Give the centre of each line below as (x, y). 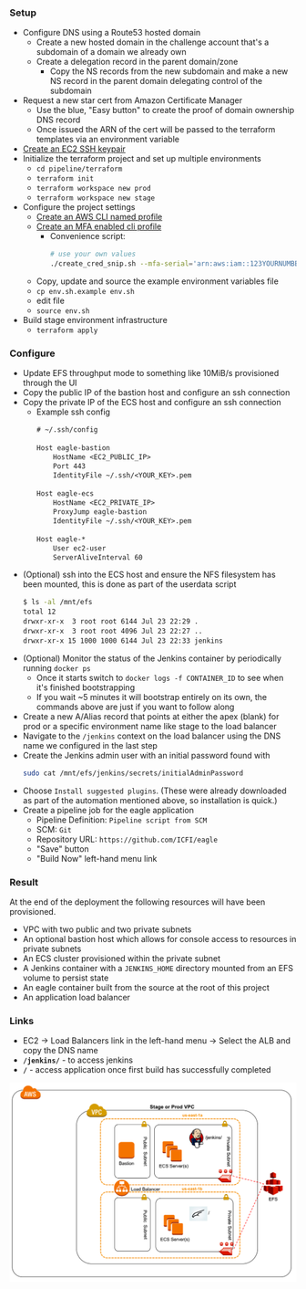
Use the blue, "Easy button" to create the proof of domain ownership (165, 110)
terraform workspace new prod (94, 189)
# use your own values (93, 254)
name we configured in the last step (90, 745)
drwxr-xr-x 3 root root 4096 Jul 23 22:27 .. (112, 631)
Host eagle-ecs (65, 494)
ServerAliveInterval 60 (98, 558)
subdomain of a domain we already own (111, 52)
